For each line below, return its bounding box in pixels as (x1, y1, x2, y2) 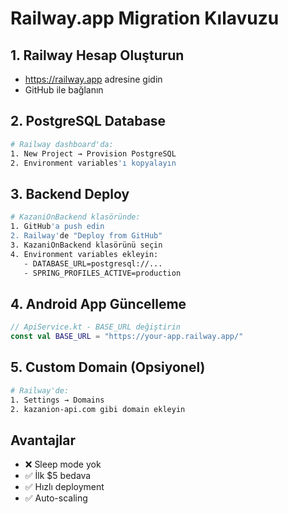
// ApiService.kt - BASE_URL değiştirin (10, 322, 182, 332)
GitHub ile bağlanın (24, 84, 104, 96)
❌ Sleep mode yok (24, 458, 102, 471)
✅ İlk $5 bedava (24, 470, 92, 482)
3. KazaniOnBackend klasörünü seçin (10, 240, 163, 250)
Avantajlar (10, 432, 77, 449)
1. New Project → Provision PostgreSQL (10, 148, 177, 159)
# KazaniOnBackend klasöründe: (10, 212, 141, 222)
